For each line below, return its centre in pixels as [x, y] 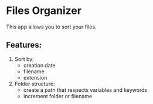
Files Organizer [44, 11]
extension [35, 77]
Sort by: [24, 59]
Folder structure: [35, 84]
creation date [39, 65]
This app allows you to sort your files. [51, 27]
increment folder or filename [58, 96]
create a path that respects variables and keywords [85, 90]
